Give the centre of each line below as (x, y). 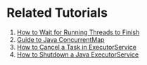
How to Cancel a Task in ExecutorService (76, 47)
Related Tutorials (57, 13)
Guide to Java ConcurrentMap (60, 39)
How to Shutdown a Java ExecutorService (78, 55)
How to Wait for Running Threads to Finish (78, 32)
